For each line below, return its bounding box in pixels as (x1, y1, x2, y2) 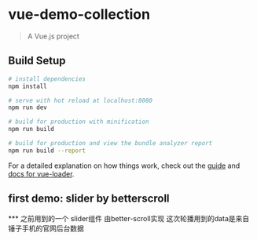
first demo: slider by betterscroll (8, 192, 171, 205)
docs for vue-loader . (8, 169, 75, 178)
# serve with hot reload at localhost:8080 (8, 96, 153, 104)
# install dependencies (8, 75, 86, 83)
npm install (8, 82, 47, 90)
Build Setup (8, 54, 66, 67)
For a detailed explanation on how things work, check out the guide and (8, 161, 240, 170)
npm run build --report (8, 147, 86, 155)
